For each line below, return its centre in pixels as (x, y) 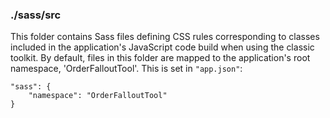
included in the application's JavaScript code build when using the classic (162, 47)
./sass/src (36, 15)
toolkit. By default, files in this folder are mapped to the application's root (160, 58)
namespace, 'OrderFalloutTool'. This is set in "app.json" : (126, 69)
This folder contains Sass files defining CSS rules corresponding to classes (165, 37)
